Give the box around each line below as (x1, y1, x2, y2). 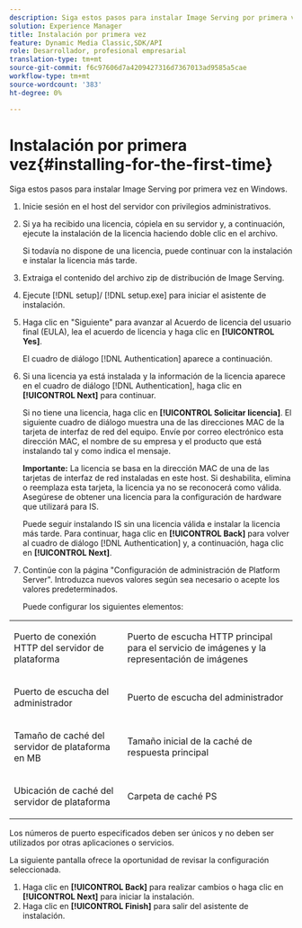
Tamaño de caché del (13, 729, 105, 742)
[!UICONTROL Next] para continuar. (22, 390, 156, 401)
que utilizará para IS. (22, 501, 99, 513)
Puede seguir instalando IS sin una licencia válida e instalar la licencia (22, 519, 280, 530)
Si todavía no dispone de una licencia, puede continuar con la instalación (22, 245, 293, 256)
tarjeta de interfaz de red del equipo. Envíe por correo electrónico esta (22, 426, 284, 437)
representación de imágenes (127, 653, 249, 665)
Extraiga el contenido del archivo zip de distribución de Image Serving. (22, 272, 285, 283)
